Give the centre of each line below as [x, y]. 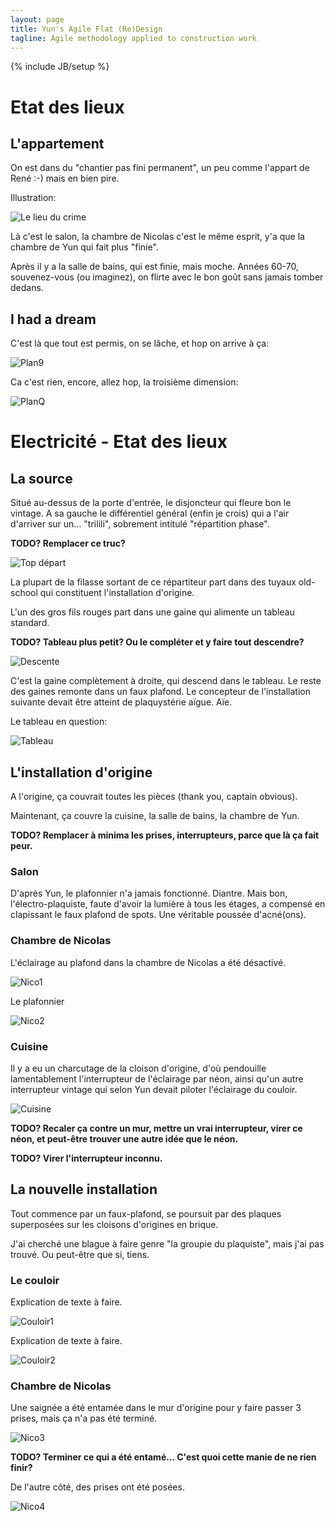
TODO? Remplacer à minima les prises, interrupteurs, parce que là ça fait [165, 835]
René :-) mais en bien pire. [65, 178]
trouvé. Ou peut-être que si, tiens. [80, 1254]
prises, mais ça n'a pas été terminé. [84, 1418]
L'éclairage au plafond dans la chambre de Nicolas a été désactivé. [148, 962]
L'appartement [57, 143]
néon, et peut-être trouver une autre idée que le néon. [124, 1138]
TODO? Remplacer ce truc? [68, 543]
